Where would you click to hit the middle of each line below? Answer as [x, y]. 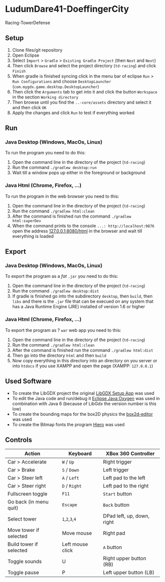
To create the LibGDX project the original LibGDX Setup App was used [83, 393]
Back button [116, 505]
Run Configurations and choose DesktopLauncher [62, 81]
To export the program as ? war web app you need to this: [63, 330]
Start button [117, 494]
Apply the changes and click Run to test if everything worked [73, 113]
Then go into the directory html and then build [59, 355]
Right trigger [117, 462]
